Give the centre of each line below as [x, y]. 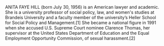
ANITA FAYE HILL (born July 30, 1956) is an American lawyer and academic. [82, 7]
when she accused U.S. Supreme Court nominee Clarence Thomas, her [78, 28]
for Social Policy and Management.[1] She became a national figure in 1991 [81, 23]
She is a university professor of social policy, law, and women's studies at [80, 12]
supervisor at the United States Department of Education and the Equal [77, 33]
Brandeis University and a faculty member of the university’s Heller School [81, 17]
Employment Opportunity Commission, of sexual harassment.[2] [70, 38]
